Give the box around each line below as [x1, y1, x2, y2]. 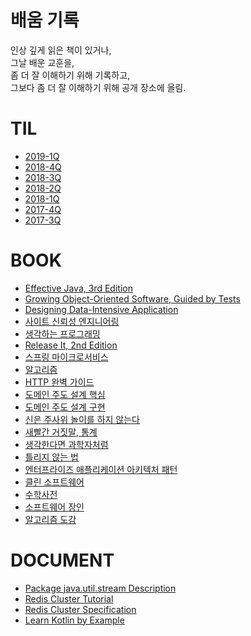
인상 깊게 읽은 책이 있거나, [10, 44, 112, 56]
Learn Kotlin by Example [24, 614, 125, 626]
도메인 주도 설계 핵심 [24, 388, 106, 400]
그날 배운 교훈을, [10, 56, 75, 68]
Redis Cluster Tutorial [24, 592, 114, 605]
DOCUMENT [10, 549, 115, 571]
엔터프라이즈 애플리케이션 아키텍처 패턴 [24, 463, 178, 475]
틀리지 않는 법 [24, 451, 79, 463]
